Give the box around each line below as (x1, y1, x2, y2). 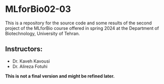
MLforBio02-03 (5, 3, 71, 15)
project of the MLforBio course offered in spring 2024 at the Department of (5, 25, 159, 31)
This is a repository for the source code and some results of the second (5, 20, 152, 26)
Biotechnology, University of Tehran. (5, 30, 80, 36)
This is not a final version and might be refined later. (5, 73, 115, 79)
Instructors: (5, 45, 43, 53)
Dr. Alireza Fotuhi (12, 63, 48, 69)
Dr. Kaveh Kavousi (12, 58, 50, 64)
